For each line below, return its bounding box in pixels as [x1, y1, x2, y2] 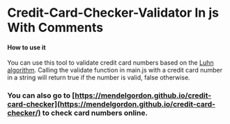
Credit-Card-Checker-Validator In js [7, 5, 220, 21]
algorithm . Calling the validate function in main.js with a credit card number [7, 66, 223, 75]
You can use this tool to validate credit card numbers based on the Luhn [7, 59, 214, 67]
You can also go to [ [7, 91, 75, 100]
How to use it [7, 43, 47, 52]
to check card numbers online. [42, 108, 148, 118]
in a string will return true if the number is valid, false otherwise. [7, 73, 190, 82]
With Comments [7, 20, 103, 36]
